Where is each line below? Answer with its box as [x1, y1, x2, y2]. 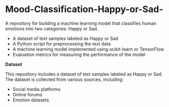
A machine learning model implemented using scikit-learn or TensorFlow [12, 46, 164, 52]
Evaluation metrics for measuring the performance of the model [12, 51, 146, 58]
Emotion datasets [12, 97, 49, 103]
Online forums [12, 91, 43, 97]
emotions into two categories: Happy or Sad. [5, 25, 99, 31]
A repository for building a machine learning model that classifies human [5, 20, 157, 26]
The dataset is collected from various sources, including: [5, 76, 124, 82]
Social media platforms [12, 86, 61, 92]
